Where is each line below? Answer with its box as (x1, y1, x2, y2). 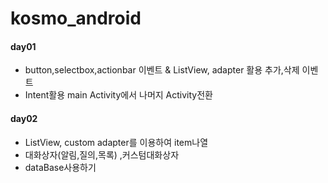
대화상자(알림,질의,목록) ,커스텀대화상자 (24, 148, 180, 161)
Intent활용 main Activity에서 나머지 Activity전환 (24, 89, 213, 101)
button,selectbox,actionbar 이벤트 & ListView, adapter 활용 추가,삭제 (24, 64, 300, 76)
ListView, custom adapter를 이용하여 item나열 (24, 136, 209, 148)
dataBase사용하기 (24, 161, 97, 173)
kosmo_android (10, 7, 142, 30)
